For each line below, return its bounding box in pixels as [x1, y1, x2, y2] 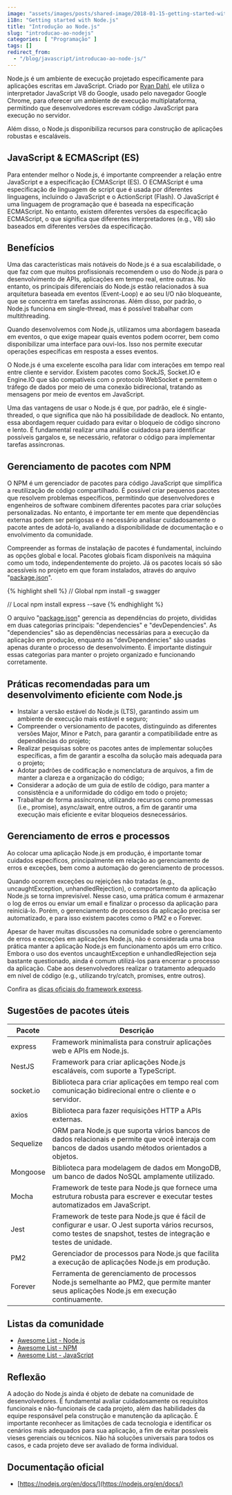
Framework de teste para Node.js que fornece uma [52, 1182, 217, 1192]
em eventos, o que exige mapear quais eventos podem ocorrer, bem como [7, 333, 220, 341]
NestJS [10, 1061, 35, 1071]
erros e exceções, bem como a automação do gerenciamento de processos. [7, 864, 224, 872]
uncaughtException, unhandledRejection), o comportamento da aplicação [7, 884, 217, 893]
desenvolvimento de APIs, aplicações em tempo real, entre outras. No [7, 275, 206, 283]
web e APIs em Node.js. [52, 1046, 129, 1056]
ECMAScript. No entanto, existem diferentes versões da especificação [7, 207, 208, 216]
